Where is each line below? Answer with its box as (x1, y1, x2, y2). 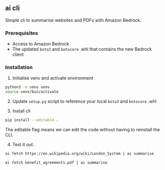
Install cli (12, 108, 31, 114)
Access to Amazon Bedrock (12, 41, 69, 47)
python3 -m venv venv (5, 85, 50, 90)
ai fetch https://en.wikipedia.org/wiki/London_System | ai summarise (5, 151, 154, 156)
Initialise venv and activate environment (12, 75, 94, 81)
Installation (5, 64, 33, 71)
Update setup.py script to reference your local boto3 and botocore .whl (12, 98, 157, 104)
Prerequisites (5, 29, 38, 36)
